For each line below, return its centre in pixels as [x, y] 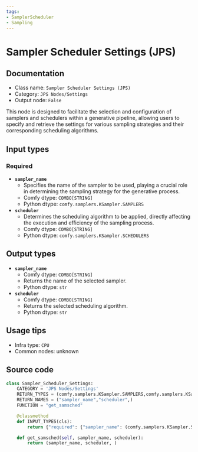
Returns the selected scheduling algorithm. [76, 305]
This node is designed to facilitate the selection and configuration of [89, 112]
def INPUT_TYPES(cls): [44, 421]
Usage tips [26, 331]
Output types [31, 254]
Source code [30, 370]
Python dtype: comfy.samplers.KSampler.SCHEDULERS [86, 235]
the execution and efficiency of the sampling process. [89, 223]
